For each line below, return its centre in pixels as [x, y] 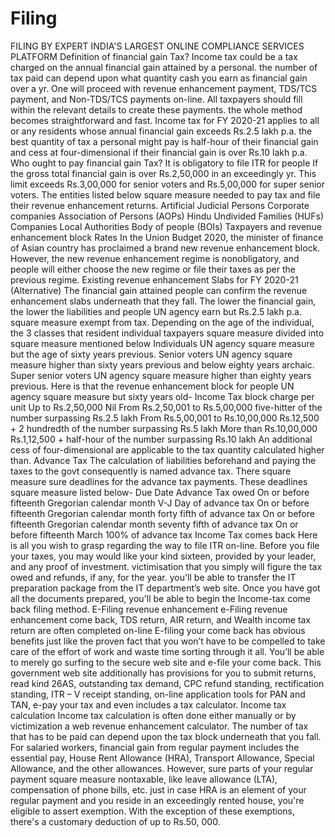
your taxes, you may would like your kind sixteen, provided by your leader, [163, 556]
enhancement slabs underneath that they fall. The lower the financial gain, [163, 301]
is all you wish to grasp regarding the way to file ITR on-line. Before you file [165, 545]
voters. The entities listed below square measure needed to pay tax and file [165, 194]
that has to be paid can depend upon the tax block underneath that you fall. [166, 736]
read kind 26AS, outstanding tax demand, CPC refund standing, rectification [167, 683]
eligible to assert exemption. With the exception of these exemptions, [153, 811]
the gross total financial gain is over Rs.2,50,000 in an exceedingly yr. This [163, 173]
